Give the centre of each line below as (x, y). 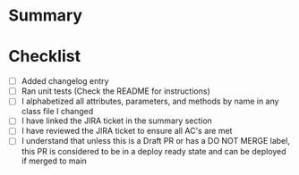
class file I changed (57, 112)
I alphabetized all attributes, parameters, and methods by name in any (150, 101)
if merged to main (54, 161)
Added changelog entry (65, 81)
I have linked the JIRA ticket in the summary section (116, 121)
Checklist (45, 57)
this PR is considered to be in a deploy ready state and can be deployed (154, 151)
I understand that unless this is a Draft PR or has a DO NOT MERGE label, (155, 141)
